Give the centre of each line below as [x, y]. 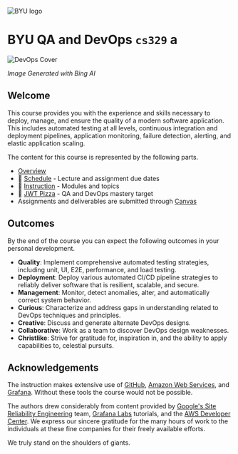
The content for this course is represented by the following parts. [103, 157]
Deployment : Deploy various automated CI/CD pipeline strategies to [118, 277]
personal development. [41, 248]
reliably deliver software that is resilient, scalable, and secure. [108, 284]
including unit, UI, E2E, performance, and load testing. [97, 269]
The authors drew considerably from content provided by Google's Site [112, 406]
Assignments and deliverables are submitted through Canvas [107, 201]
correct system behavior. [54, 300]
